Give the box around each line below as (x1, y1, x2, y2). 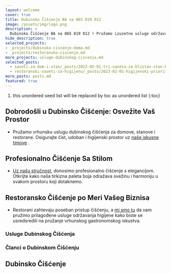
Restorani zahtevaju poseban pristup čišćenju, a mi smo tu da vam (12, 207, 152, 213)
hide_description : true (5, 36, 56, 41)
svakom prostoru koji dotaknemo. (12, 179, 83, 185)
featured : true (5, 78, 38, 84)
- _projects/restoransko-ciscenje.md (5, 50, 85, 55)
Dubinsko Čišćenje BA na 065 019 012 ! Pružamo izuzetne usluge (10, 31, 149, 36)
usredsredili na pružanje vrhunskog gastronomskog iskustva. (12, 217, 141, 224)
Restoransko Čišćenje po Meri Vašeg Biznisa (5, 193, 150, 202)
